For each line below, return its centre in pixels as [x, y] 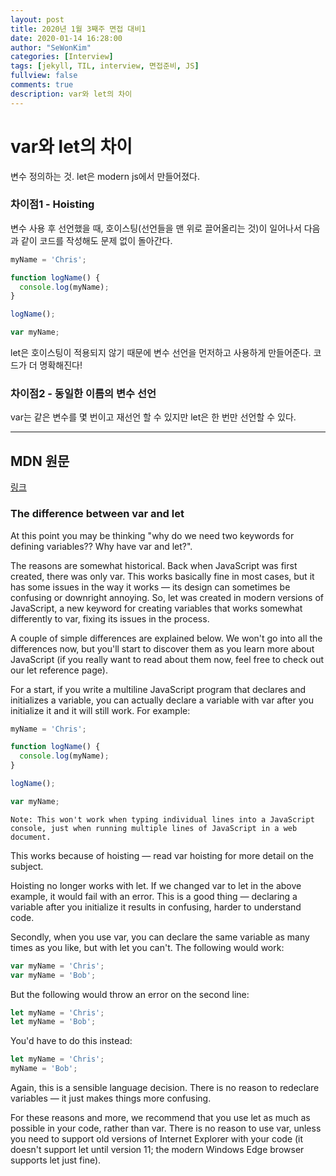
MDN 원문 [40, 461]
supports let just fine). [56, 1160]
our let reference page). [59, 670]
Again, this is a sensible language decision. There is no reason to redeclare [165, 1088]
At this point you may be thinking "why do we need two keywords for [152, 535]
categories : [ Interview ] [62, 57]
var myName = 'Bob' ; [53, 975]
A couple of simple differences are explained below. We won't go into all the [166, 638]
